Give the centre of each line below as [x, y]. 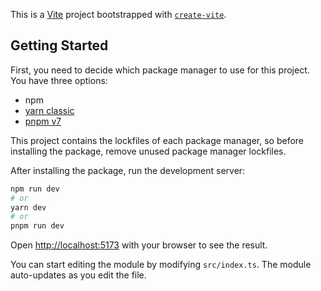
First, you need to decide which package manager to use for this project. [160, 70]
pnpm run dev [37, 226]
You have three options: [59, 80]
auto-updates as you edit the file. [78, 275]
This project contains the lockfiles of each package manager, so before [157, 140]
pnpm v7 [43, 121]
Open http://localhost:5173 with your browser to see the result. [139, 245]
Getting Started [59, 45]
